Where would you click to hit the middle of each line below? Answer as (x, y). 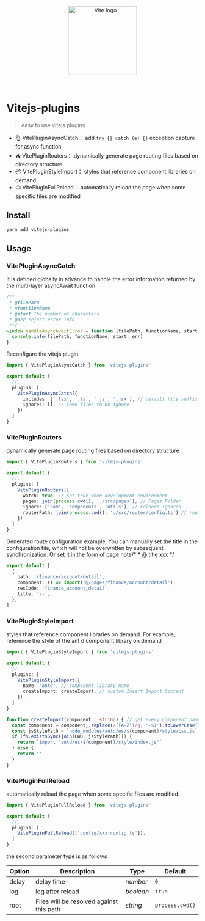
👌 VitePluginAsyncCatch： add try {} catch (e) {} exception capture (105, 138)
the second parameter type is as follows (57, 856)
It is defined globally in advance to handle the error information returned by (101, 279)
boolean (137, 892)
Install (18, 215)
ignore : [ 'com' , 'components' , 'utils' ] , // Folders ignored (102, 507)
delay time (50, 882)
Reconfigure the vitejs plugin (42, 354)
